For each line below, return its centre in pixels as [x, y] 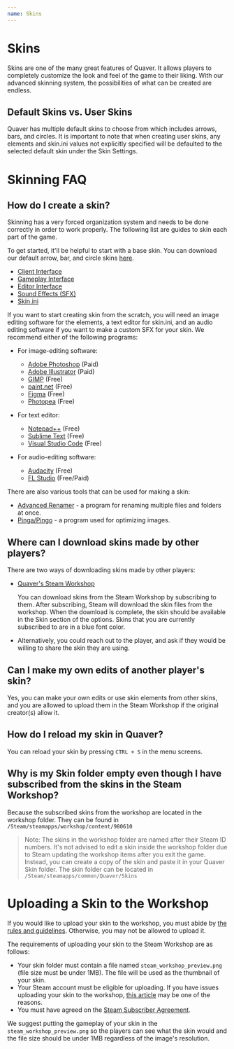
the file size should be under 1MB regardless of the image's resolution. [109, 1038]
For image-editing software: [57, 351]
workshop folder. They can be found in [63, 819]
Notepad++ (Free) [54, 429]
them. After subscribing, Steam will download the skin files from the [115, 605]
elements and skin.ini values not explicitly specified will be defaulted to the [115, 144]
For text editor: [39, 415]
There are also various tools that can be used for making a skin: [99, 492]
